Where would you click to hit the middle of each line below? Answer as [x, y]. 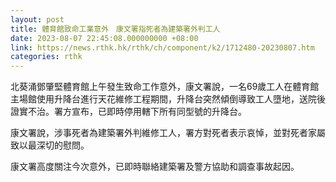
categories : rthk [46, 57]
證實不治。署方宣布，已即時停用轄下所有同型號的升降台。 [128, 112]
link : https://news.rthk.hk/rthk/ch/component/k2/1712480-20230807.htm [162, 47]
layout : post [37, 19]
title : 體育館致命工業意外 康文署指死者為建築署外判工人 [115, 29]
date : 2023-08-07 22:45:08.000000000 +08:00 [104, 38]
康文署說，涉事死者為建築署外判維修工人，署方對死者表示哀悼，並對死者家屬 [168, 133]
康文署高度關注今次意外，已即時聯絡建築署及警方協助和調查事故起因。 [155, 167]
